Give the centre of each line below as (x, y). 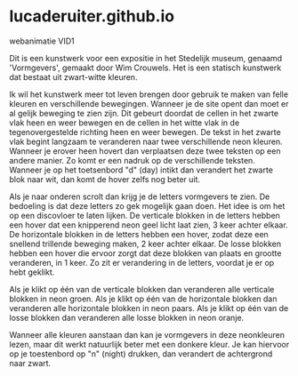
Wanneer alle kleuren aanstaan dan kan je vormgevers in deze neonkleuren (147, 334)
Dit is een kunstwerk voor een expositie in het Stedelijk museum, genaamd (146, 58)
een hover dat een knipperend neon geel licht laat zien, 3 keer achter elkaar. (149, 225)
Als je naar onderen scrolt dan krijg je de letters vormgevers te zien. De (140, 196)
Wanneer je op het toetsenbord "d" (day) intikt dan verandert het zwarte (141, 170)
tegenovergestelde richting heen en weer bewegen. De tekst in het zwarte (145, 132)
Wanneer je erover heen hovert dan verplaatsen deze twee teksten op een (145, 151)
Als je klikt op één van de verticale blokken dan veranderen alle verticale (142, 289)
